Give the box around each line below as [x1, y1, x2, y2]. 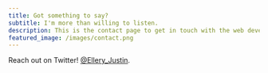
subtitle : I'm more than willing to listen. [8, 19, 159, 27]
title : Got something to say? [8, 11, 109, 20]
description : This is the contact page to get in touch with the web [8, 26, 245, 34]
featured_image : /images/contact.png [8, 33, 134, 42]
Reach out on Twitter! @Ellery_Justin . [8, 56, 130, 65]
